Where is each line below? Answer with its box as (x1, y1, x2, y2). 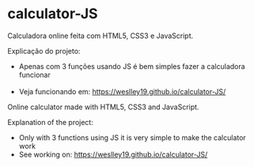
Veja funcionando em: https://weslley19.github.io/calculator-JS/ (18, 86, 226, 96)
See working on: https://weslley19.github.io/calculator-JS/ (18, 150, 208, 159)
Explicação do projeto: (7, 46, 81, 55)
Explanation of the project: (7, 117, 94, 127)
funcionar (18, 70, 51, 79)
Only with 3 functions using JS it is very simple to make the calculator (18, 132, 246, 142)
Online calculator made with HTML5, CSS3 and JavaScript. (7, 102, 199, 112)
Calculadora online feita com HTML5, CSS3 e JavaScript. (7, 31, 194, 40)
